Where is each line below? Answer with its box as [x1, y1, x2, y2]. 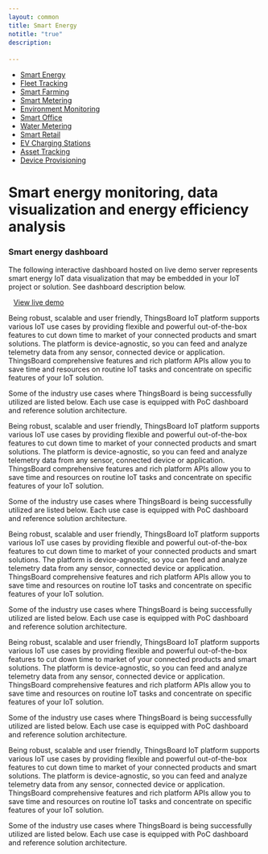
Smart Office [19, 113, 63, 122]
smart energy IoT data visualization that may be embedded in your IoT [8, 273, 240, 283]
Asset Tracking [19, 147, 71, 157]
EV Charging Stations [19, 138, 91, 148]
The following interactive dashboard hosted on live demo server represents [8, 265, 258, 274]
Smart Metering [19, 96, 72, 105]
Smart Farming [19, 87, 70, 96]
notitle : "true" [8, 30, 63, 38]
